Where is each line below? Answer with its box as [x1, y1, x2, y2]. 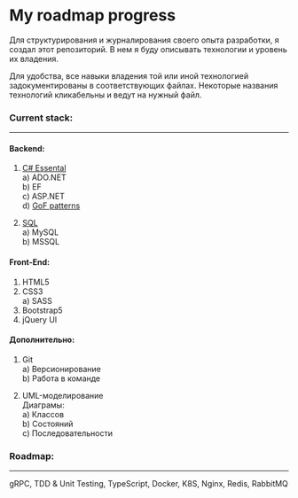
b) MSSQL [21, 237, 60, 247]
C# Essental [21, 163, 67, 174]
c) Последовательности [21, 427, 114, 439]
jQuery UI [21, 314, 58, 324]
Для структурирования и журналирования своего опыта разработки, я [9, 35, 279, 45]
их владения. [9, 53, 59, 64]
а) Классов [21, 409, 65, 419]
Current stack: [9, 112, 74, 124]
